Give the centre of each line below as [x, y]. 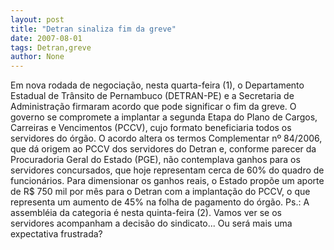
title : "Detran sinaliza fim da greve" [93, 29]
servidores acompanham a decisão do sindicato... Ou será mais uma [151, 223]
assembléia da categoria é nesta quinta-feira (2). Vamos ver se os [146, 213]
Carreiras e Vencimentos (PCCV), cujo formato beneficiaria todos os [151, 128]
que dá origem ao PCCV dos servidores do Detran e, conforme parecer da [163, 149]
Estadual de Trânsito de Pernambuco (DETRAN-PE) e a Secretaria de [152, 96]
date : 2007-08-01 [46, 38]
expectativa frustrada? [56, 234]
